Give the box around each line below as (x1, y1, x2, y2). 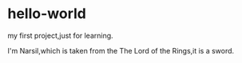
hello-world (7, 5, 87, 23)
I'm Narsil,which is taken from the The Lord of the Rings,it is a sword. (7, 46, 235, 55)
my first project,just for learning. (7, 31, 113, 40)
